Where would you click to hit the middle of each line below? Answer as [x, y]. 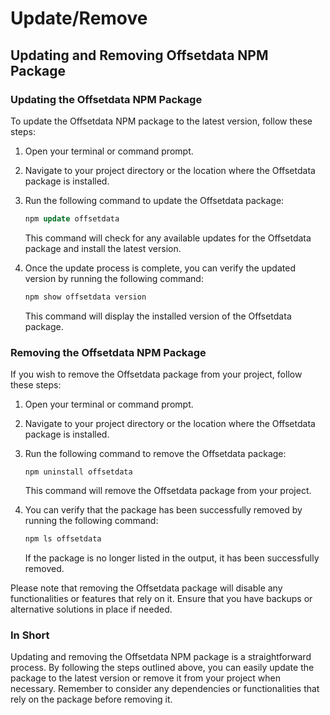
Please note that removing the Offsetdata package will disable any [146, 588]
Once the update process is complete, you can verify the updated [160, 268]
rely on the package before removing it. [91, 699]
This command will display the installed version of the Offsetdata [158, 316]
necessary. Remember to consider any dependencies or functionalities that [165, 689]
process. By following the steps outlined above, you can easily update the [162, 668]
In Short [30, 635]
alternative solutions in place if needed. [91, 609]
